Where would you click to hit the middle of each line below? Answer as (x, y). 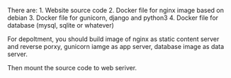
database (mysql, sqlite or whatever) (61, 25)
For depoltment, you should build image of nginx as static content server (113, 39)
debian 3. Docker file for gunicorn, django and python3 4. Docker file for (113, 18)
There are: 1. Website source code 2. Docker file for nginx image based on (116, 10)
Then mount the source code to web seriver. (72, 68)
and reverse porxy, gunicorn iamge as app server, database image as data (116, 46)
